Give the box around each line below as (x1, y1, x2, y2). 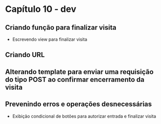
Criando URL (5, 51, 45, 59)
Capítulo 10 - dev (5, 3, 77, 15)
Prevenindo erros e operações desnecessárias (5, 100, 152, 109)
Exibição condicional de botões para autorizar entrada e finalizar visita (12, 113, 157, 119)
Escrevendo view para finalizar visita (12, 36, 88, 42)
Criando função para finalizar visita (5, 23, 116, 32)
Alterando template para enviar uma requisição (5, 67, 154, 76)
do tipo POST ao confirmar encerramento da (5, 75, 145, 84)
